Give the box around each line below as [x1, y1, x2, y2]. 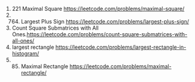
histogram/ [11, 50, 39, 57]
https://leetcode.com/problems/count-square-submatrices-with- [26, 31, 188, 38]
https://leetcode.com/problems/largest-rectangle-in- [55, 43, 187, 51]
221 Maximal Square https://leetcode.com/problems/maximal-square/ [11, 5, 185, 12]
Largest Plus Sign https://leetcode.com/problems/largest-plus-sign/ [20, 18, 190, 25]
